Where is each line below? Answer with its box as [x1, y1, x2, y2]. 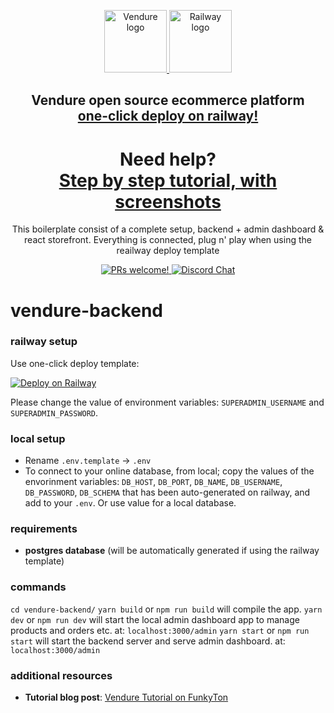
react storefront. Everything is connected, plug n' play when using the [24, 234, 312, 246]
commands [10, 580, 67, 594]
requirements [10, 522, 78, 536]
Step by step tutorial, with [58, 169, 278, 192]
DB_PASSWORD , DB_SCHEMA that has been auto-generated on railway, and [24, 486, 311, 499]
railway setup [10, 335, 78, 349]
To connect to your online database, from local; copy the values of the [24, 465, 315, 477]
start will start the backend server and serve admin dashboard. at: [10, 635, 286, 647]
